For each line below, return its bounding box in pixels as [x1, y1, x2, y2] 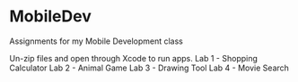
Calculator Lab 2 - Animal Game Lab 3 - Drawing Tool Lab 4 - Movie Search [9, 62, 290, 73]
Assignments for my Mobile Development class [9, 36, 184, 46]
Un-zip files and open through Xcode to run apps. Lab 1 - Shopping [9, 53, 259, 63]
